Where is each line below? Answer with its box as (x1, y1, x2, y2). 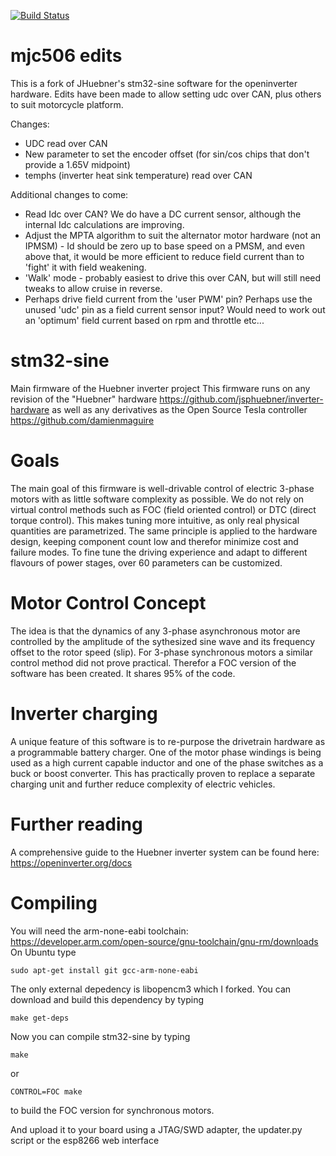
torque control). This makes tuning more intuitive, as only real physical (10, 514, 300, 526)
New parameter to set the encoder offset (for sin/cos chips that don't (24, 148, 310, 160)
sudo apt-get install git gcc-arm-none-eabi (10, 965, 199, 975)
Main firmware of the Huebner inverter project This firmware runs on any (10, 382, 311, 394)
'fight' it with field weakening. (24, 261, 147, 273)
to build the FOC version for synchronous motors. (10, 1104, 215, 1116)
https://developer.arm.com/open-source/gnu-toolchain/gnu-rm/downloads (10, 935, 319, 947)
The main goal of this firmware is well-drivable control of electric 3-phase (10, 482, 315, 494)
